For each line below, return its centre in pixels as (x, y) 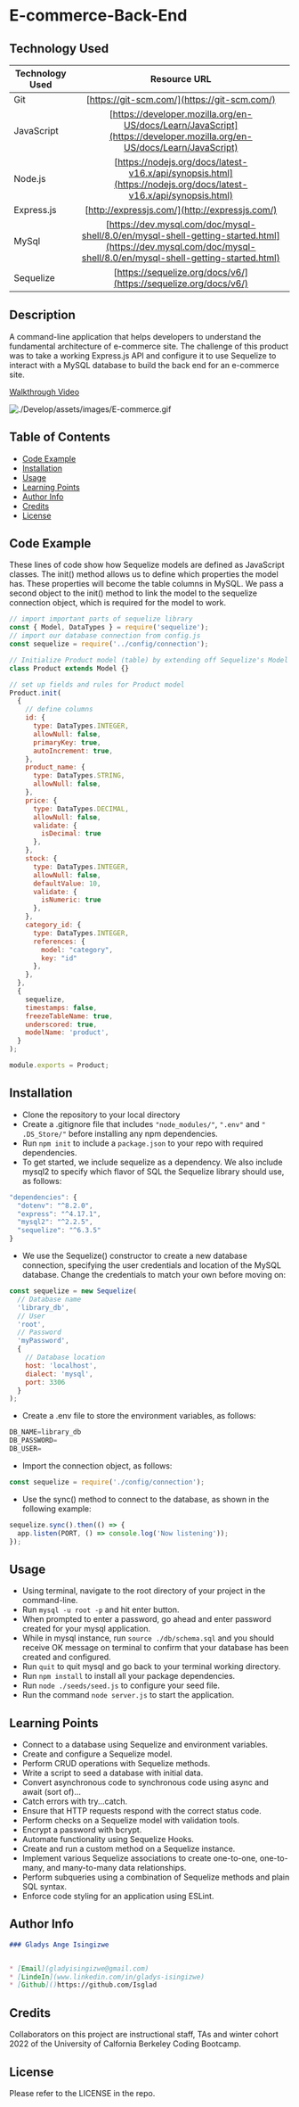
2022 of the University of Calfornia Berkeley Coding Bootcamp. (125, 2044)
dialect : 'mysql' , (59, 1374)
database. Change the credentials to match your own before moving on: (154, 1275)
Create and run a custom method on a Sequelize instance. (129, 1848)
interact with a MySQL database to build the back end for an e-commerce (144, 365)
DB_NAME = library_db (45, 1432)
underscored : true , (61, 1025)
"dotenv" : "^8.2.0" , (55, 1206)
